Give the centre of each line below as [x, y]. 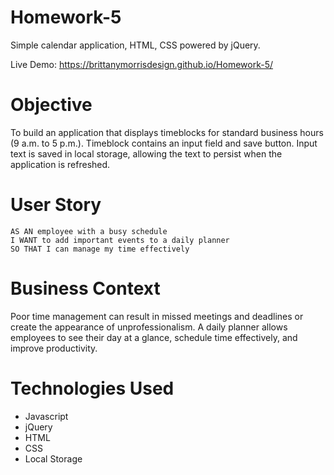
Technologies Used [92, 388]
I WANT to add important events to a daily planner [120, 240]
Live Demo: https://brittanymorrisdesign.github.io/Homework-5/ [142, 64]
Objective [51, 105]
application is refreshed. [60, 164]
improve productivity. [54, 348]
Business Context [85, 288]
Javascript [46, 416]
